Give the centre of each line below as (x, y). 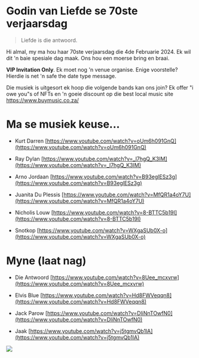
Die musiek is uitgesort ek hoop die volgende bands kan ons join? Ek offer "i (100, 87)
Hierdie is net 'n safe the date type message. (61, 76)
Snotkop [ (27, 230)
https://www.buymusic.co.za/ (43, 100)
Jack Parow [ (31, 313)
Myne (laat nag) (46, 261)
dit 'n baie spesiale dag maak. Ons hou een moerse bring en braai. (88, 58)
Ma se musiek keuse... (63, 124)
